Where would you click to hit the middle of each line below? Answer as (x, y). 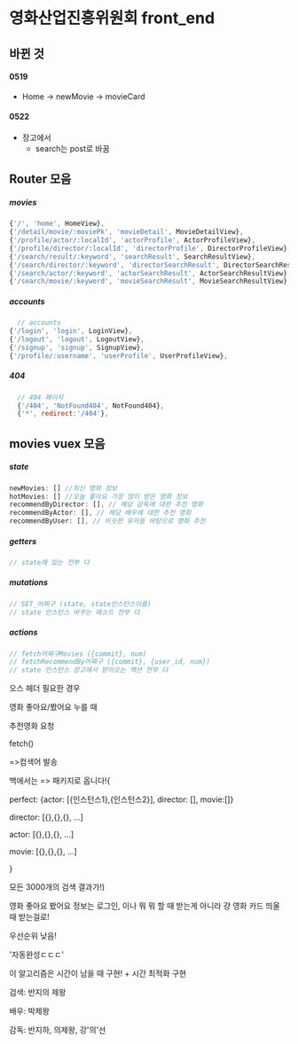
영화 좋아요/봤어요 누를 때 (53, 707)
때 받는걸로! (30, 917)
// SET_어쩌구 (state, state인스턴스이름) (80, 604)
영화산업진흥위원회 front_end (112, 18)
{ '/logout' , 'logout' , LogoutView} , (77, 339)
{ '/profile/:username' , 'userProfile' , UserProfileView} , (118, 355)
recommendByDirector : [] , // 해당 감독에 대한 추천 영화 (106, 505)
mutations (29, 582)
